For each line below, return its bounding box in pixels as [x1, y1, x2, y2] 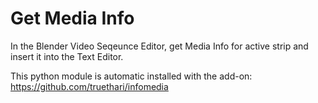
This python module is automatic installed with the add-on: [10, 70, 253, 82]
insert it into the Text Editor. [10, 50, 124, 62]
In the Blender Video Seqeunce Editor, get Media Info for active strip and [10, 40, 309, 52]
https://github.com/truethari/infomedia [10, 80, 169, 92]
